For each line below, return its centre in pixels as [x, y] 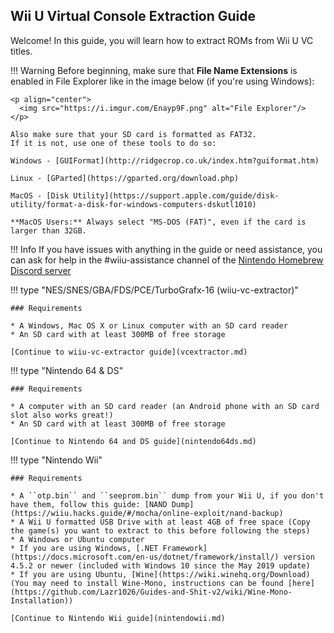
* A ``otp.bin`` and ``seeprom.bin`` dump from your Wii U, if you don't [167, 495]
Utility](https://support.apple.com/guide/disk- [176, 195]
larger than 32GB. [48, 230]
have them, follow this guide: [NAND [89, 504]
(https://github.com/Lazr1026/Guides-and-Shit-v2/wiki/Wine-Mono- [151, 592]
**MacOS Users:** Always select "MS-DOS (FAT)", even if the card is [158, 222]
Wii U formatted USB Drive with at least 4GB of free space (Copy [169, 522]
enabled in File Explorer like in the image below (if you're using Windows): [162, 81]
